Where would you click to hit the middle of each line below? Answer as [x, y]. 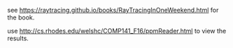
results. [18, 38]
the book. [21, 17]
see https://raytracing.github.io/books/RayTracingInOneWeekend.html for [113, 10]
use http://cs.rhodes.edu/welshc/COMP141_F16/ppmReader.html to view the [117, 31]
